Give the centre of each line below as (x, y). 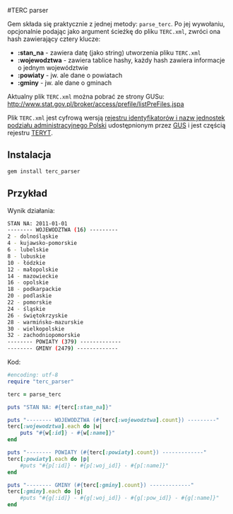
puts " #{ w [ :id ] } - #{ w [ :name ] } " (67, 433)
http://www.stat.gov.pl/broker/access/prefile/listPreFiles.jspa (96, 104)
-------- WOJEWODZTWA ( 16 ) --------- (63, 230)
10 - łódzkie (26, 263)
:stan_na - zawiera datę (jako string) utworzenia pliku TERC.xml (109, 53)
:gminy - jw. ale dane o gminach (65, 83)
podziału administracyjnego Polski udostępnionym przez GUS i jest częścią (116, 125)
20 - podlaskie (30, 296)
